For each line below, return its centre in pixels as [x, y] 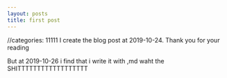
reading [18, 47]
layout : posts [28, 14]
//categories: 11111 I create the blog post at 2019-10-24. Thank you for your [113, 40]
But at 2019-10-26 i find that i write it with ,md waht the [86, 61]
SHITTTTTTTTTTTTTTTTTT [48, 68]
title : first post [34, 20]
